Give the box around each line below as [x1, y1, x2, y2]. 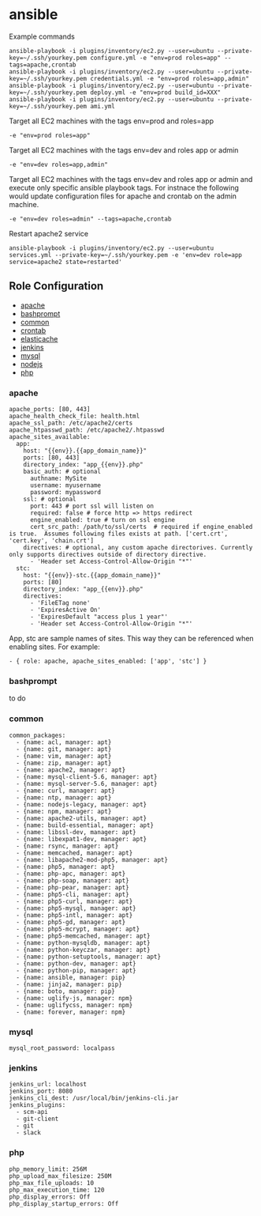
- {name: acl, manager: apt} [16, 738, 112, 746]
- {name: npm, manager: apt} [16, 807, 112, 815]
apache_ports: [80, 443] [9, 406, 91, 414]
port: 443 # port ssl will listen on [29, 502, 155, 511]
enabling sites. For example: [9, 642, 101, 651]
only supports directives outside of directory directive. [9, 551, 207, 559]
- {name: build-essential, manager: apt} [16, 821, 155, 829]
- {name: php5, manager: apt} [16, 863, 115, 870]
